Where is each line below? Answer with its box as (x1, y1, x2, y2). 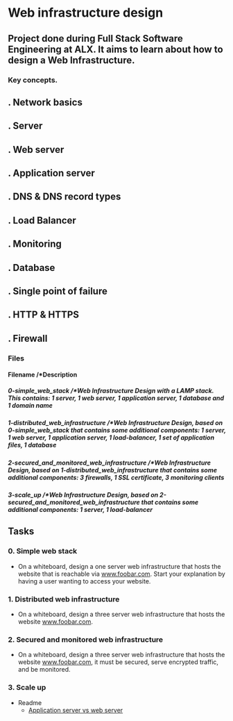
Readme (17, 698, 42, 706)
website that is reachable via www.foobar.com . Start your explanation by (17, 570, 226, 578)
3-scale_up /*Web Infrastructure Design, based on (8, 491, 159, 499)
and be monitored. (17, 665, 71, 674)
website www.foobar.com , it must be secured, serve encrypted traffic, (17, 658, 219, 666)
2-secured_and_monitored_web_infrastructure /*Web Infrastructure (8, 458, 211, 467)
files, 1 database (8, 441, 57, 449)
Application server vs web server (28, 706, 123, 714)
